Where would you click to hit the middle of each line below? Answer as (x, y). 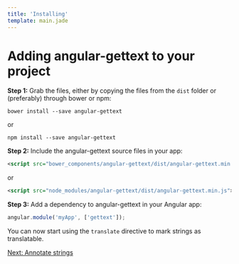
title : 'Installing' (38, 14)
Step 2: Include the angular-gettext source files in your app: (95, 151)
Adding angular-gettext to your (101, 56)
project (29, 71)
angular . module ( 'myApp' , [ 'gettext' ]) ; (67, 218)
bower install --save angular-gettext (65, 111)
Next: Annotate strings (40, 253)
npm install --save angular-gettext (62, 138)
